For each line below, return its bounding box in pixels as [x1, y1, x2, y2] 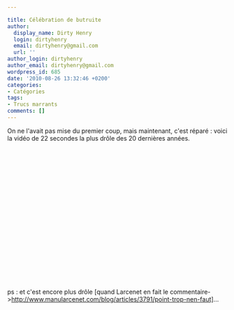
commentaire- [170, 288, 211, 296]
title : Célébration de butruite [7, 16, 101, 23]
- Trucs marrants [7, 101, 58, 108]
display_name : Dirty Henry [13, 29, 92, 36]
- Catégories [7, 88, 45, 95]
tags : [7, 94, 23, 101]
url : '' [13, 49, 36, 56]
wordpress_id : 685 [7, 68, 61, 76]
